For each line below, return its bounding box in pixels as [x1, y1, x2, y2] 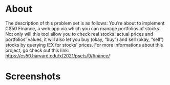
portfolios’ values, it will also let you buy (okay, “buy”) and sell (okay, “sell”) [5, 36, 164, 42]
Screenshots [5, 71, 61, 82]
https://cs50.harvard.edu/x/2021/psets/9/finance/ [5, 52, 110, 59]
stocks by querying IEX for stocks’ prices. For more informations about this [5, 41, 163, 48]
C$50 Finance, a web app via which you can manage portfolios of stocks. [5, 25, 161, 31]
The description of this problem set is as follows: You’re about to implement [5, 20, 165, 26]
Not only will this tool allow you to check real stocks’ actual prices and [5, 31, 154, 37]
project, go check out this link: [5, 47, 69, 53]
